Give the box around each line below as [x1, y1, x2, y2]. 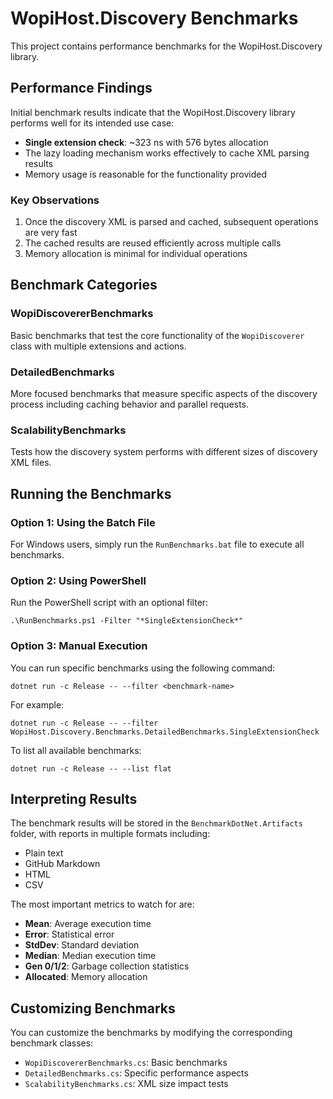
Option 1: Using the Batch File [10, 515, 156, 529]
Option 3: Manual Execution [10, 639, 148, 653]
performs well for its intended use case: [10, 117, 175, 129]
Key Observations [10, 193, 100, 207]
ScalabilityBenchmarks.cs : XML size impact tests [24, 1078, 229, 1090]
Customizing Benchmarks [10, 1000, 176, 1017]
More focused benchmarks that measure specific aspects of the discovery [10, 388, 318, 400]
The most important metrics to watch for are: [10, 898, 195, 911]
